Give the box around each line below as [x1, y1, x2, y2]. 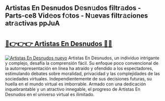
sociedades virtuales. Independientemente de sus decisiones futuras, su [5, 76, 152, 81]
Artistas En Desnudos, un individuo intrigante [68, 55, 160, 61]
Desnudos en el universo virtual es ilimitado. [5, 92, 95, 97]
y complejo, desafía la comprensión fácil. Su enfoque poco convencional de [5, 60, 159, 66]
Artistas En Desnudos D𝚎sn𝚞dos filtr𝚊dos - [5, 4, 141, 12]
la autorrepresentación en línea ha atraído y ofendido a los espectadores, [5, 66, 153, 71]
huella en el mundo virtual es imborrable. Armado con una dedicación [5, 81, 146, 87]
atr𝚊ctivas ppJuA [5, 19, 60, 27]
